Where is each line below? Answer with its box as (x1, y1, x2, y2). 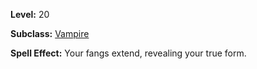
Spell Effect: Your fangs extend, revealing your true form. (10, 47, 247, 59)
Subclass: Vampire (10, 28, 90, 39)
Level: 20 (10, 9, 50, 20)
